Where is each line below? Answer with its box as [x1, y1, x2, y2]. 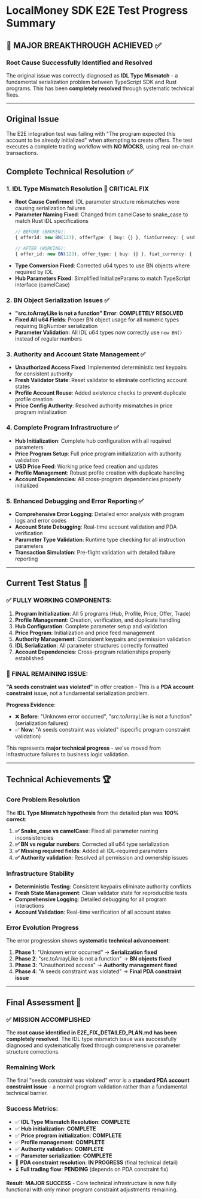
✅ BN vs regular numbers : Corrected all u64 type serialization [14, 840, 169, 848]
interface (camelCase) [14, 281, 70, 288]
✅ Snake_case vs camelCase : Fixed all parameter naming [14, 827, 159, 834]
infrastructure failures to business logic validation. [6, 751, 130, 758]
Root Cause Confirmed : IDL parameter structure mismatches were [14, 198, 180, 205]
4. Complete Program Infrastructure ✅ [6, 423, 120, 432]
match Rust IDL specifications [14, 217, 89, 225]
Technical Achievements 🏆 [6, 774, 111, 785]
